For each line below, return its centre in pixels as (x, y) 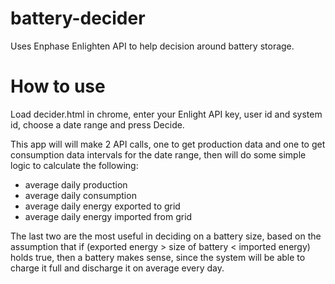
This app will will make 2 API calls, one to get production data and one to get (168, 144)
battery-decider (78, 18)
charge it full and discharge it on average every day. (117, 268)
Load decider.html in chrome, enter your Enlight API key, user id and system (166, 114)
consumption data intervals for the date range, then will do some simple (158, 154)
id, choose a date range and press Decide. (97, 124)
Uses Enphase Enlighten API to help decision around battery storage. (152, 46)
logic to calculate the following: (74, 165)
